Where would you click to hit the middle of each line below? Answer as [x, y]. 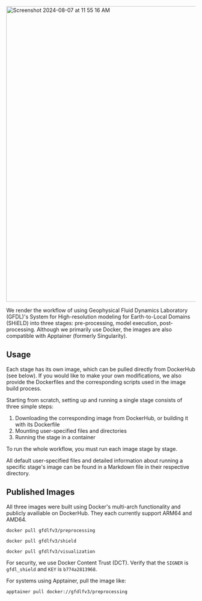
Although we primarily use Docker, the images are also [105, 329]
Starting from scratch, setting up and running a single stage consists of [94, 400]
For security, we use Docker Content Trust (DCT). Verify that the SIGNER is [97, 563]
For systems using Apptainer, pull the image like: [66, 581]
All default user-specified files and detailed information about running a [95, 460]
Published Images [41, 492]
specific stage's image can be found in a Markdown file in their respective [98, 467]
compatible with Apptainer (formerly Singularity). [67, 336]
